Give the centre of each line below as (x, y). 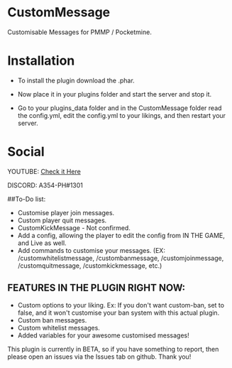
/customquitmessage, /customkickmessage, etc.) (90, 265)
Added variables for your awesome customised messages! (103, 335)
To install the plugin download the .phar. (76, 80)
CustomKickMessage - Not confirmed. (74, 227)
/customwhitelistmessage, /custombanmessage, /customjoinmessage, (121, 258)
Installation (41, 61)
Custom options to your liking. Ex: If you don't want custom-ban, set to (121, 305)
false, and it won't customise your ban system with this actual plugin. (118, 313)
